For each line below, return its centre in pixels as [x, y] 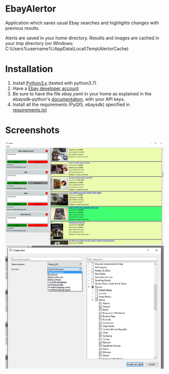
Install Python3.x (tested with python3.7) [54, 83]
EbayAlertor [31, 9]
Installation [29, 69]
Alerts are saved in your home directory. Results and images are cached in [82, 38]
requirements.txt [30, 110]
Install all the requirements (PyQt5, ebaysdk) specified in [71, 104]
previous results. [23, 28]
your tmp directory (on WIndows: [39, 43]
